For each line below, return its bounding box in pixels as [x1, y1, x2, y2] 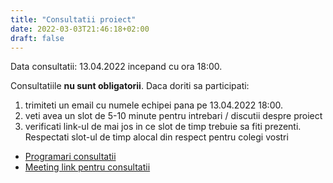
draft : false [10, 33, 65, 43]
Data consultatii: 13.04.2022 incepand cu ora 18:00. [10, 61, 223, 73]
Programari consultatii [24, 151, 117, 163]
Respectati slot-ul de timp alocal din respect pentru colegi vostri [24, 131, 289, 143]
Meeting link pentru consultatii [24, 161, 151, 173]
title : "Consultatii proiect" [10, 14, 137, 25]
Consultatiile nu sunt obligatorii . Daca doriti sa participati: [10, 80, 250, 92]
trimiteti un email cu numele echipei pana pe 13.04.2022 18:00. [24, 99, 283, 111]
